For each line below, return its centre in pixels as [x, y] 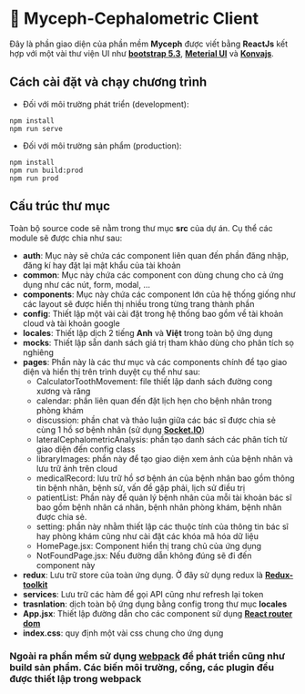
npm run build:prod [46, 170]
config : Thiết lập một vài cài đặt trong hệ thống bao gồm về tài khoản [153, 313]
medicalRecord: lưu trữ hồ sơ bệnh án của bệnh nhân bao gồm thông [165, 478]
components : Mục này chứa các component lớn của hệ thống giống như [159, 294]
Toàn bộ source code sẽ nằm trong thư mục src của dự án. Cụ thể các [141, 228]
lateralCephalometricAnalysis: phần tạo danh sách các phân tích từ [162, 439]
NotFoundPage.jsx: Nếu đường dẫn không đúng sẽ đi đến [144, 556]
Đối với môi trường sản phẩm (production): [102, 146]
